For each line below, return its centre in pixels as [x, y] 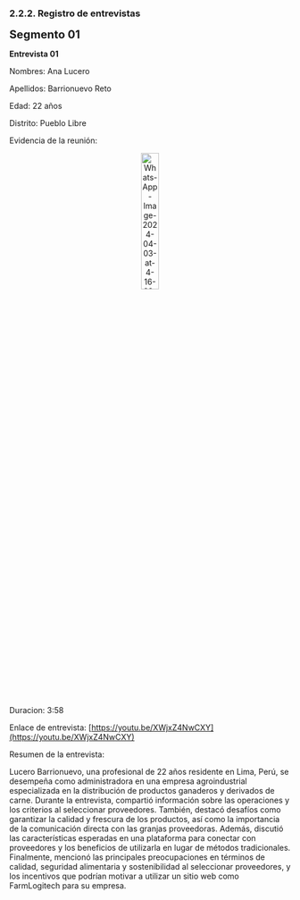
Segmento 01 [45, 35]
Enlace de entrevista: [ [50, 728]
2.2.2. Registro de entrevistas [75, 13]
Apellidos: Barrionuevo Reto [60, 88]
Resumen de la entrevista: [57, 754]
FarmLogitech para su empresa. [68, 886]
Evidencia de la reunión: [54, 140]
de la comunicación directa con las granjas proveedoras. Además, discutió [146, 829]
